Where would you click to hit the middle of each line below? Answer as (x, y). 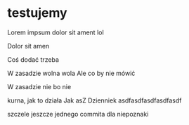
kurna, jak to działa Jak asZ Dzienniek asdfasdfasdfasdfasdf (94, 100)
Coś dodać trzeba (33, 59)
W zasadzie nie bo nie (39, 86)
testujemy (38, 13)
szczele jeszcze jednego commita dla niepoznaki (78, 114)
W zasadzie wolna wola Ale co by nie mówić (71, 73)
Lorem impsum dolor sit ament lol (56, 32)
